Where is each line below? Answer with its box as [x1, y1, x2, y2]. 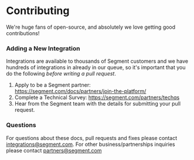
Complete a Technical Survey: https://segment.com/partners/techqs [14, 94, 180, 101]
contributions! [6, 29, 40, 36]
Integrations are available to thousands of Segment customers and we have [6, 57, 189, 65]
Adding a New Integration [6, 44, 80, 52]
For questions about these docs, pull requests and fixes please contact [6, 134, 178, 141]
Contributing [6, 4, 70, 18]
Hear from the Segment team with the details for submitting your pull [14, 100, 181, 107]
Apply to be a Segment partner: [14, 81, 91, 88]
